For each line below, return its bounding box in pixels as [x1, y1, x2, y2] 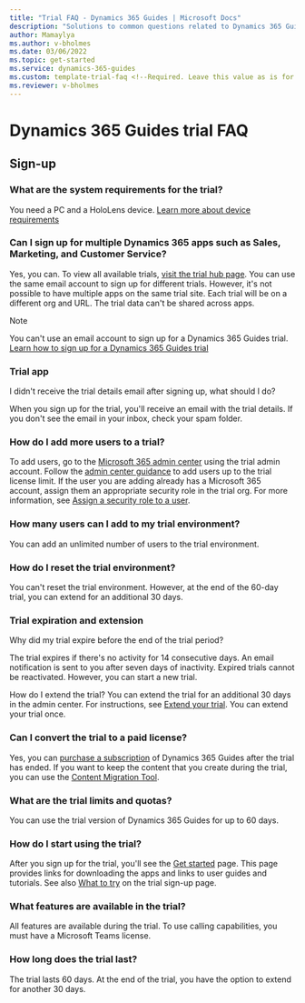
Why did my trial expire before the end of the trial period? [9, 635, 224, 646]
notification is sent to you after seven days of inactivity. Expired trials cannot [9, 662, 295, 673]
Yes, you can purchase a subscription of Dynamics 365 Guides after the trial [9, 752, 295, 763]
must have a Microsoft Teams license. [9, 930, 152, 941]
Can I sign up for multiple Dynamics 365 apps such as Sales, [9, 236, 281, 249]
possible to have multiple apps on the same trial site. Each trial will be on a [9, 287, 288, 298]
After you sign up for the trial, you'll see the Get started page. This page [9, 858, 279, 869]
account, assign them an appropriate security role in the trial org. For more [9, 486, 289, 496]
